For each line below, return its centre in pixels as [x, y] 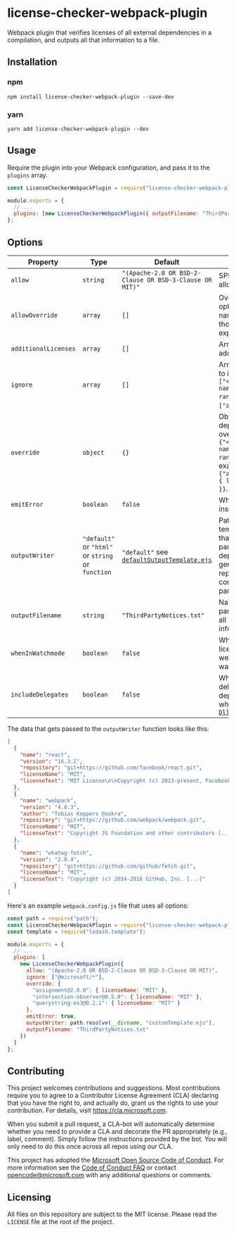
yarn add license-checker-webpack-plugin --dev [78, 129]
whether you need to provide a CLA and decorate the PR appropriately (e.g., [118, 1132]
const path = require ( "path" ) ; [53, 918]
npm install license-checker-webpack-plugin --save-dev [91, 96]
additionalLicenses [43, 349]
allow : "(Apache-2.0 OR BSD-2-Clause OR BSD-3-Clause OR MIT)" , [122, 971]
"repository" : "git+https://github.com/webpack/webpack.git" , [113, 820]
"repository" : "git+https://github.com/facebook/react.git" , [111, 768]
